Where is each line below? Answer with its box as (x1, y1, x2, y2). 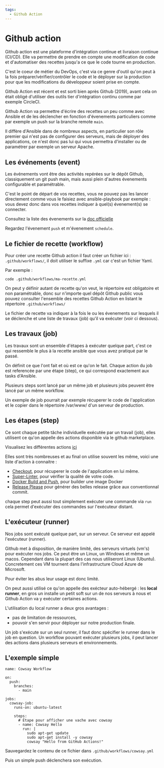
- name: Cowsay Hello (18, 722, 62, 727)
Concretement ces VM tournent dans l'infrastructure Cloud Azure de (5, 561, 143, 567)
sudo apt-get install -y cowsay (26, 735, 93, 740)
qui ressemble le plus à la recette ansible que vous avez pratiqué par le (5, 348, 148, 353)
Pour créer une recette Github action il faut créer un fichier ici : (5, 253, 131, 259)
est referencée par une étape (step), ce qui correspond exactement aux (5, 368, 149, 373)
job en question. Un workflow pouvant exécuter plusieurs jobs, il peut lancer (5, 634, 159, 640)
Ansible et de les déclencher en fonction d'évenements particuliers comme (5, 113, 156, 120)
